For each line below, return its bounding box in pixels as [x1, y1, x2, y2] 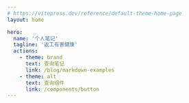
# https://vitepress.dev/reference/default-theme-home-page [7, 10, 183, 17]
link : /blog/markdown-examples [25, 66, 115, 74]
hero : [7, 29, 23, 35]
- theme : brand [19, 54, 63, 61]
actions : [13, 48, 38, 55]
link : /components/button [25, 86, 99, 93]
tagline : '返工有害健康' [13, 42, 78, 48]
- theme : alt [19, 73, 57, 80]
